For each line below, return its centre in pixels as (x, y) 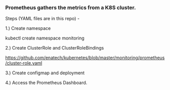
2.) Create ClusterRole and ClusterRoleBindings (55, 48)
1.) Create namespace (28, 28)
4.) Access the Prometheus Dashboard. (46, 83)
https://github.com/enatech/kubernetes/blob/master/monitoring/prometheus (85, 58)
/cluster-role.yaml (24, 63)
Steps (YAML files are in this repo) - (42, 19)
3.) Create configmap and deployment (45, 73)
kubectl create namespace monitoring (45, 38)
